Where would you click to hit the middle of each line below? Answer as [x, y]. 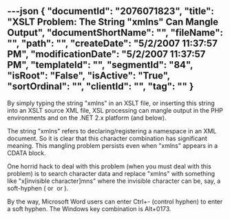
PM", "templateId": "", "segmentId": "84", [100, 65]
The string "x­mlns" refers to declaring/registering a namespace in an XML [112, 131]
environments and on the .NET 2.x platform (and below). [87, 118]
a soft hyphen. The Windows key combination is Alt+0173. [89, 208]
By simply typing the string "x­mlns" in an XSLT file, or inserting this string [111, 103]
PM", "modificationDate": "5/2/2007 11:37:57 [106, 54]
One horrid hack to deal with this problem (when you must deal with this [109, 166]
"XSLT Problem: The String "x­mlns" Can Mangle [113, 22]
